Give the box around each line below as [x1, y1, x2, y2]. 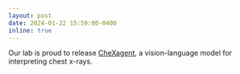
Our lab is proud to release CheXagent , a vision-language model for [8, 49, 232, 58]
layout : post [8, 11, 52, 20]
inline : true [8, 26, 52, 34]
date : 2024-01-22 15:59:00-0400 [8, 19, 117, 27]
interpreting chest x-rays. [8, 56, 93, 66]
